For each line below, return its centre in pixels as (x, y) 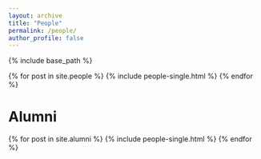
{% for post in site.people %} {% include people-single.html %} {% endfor (131, 76)
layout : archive (35, 16)
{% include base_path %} (50, 61)
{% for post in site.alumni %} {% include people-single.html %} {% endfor (130, 139)
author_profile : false (46, 38)
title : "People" (35, 23)
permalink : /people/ (43, 30)
